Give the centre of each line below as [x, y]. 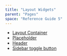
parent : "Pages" [22, 14]
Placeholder [24, 38]
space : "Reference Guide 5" [34, 19]
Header [20, 43]
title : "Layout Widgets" [31, 10]
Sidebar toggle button [34, 48]
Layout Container [30, 33]
